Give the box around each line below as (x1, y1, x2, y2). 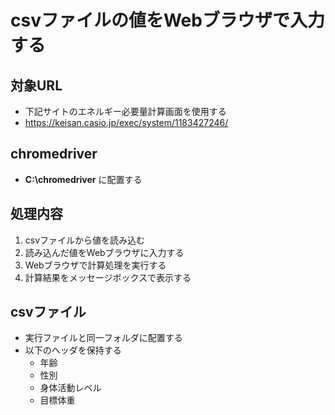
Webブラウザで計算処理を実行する (24, 259, 167, 271)
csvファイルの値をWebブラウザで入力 (10, 9, 325, 32)
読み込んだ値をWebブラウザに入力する (24, 246, 185, 258)
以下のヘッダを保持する (24, 344, 122, 356)
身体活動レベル (39, 382, 102, 394)
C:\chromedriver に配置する (24, 173, 143, 185)
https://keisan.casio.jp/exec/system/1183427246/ (24, 117, 229, 128)
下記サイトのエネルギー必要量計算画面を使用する (24, 106, 227, 117)
